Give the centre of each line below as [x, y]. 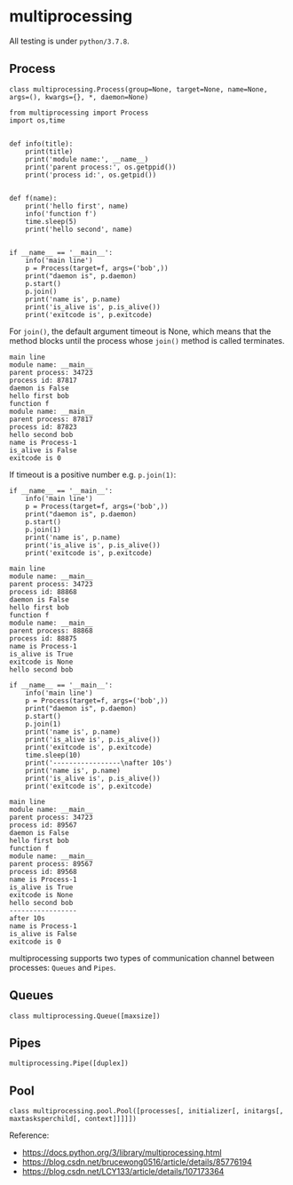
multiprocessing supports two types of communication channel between [142, 958]
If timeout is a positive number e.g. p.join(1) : [93, 474]
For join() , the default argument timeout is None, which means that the [140, 331]
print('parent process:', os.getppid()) [101, 167]
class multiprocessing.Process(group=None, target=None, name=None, [139, 89]
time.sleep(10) [53, 755]
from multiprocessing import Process [79, 113]
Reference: [29, 1135]
